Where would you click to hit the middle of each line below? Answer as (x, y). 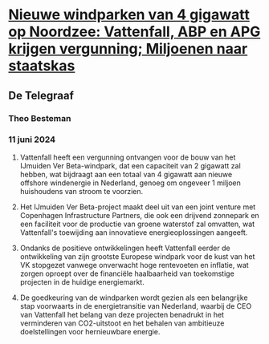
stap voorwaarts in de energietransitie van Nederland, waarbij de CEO (136, 306)
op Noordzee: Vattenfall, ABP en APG (134, 32)
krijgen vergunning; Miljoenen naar (128, 49)
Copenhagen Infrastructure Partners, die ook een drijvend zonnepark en (139, 215)
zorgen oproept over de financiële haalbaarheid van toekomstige (127, 273)
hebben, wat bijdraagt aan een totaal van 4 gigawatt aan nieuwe (126, 174)
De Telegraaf (41, 95)
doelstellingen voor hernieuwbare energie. (90, 331)
